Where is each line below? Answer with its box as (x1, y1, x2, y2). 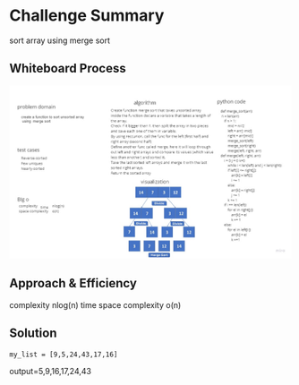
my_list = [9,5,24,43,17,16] (9, 350, 118, 359)
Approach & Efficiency (9, 276, 137, 291)
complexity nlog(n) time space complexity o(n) (9, 299, 182, 310)
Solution (9, 325, 57, 340)
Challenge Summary (9, 5, 165, 26)
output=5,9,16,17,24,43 (9, 366, 92, 377)
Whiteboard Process (9, 61, 127, 76)
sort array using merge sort (9, 35, 110, 46)
